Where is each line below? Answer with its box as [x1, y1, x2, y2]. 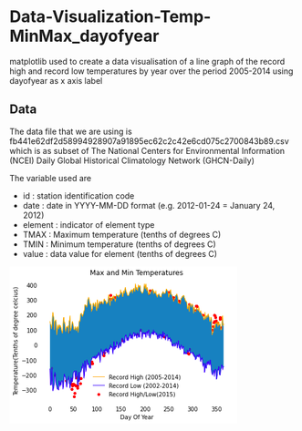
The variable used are [9, 172, 92, 183]
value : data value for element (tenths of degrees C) [22, 248, 217, 259]
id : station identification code [22, 190, 135, 201]
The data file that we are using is [9, 126, 132, 137]
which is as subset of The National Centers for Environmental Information [9, 145, 286, 156]
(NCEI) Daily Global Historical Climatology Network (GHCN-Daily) [9, 155, 255, 166]
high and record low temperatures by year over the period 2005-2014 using [9, 66, 294, 77]
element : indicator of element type [22, 219, 155, 230]
